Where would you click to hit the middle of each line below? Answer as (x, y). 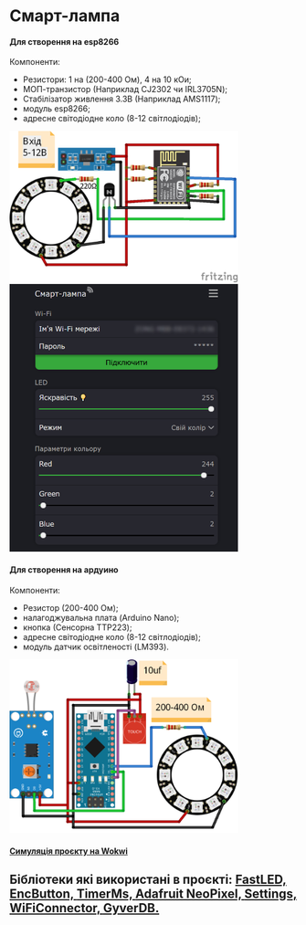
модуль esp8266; (57, 109)
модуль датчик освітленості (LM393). (95, 646)
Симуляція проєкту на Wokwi (69, 851)
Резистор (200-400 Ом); (70, 607)
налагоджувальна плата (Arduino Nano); (101, 617)
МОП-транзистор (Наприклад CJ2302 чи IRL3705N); (125, 89)
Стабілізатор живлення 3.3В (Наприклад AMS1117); (121, 99)
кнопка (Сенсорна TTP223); (77, 627)
